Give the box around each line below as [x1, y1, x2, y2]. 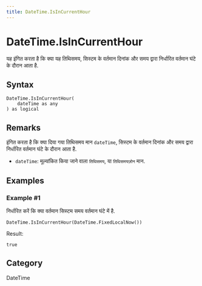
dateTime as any [17, 101, 59, 107]
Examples [6, 175, 44, 186]
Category [6, 258, 43, 268]
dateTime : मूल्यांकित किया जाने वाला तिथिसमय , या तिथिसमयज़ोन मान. [15, 158, 146, 165]
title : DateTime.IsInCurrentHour [6, 8, 91, 15]
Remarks [6, 122, 41, 133]
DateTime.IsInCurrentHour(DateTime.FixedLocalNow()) [6, 219, 143, 226]
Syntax [6, 79, 34, 89]
